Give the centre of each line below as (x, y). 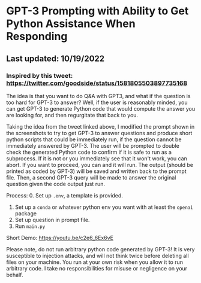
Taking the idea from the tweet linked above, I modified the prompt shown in (100, 126)
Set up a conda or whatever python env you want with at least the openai (104, 207)
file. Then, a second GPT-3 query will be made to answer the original (91, 177)
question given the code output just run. (55, 184)
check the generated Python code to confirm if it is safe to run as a (89, 152)
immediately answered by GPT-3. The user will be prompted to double (93, 145)
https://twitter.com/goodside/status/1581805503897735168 (97, 83)
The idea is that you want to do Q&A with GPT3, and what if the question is (98, 96)
